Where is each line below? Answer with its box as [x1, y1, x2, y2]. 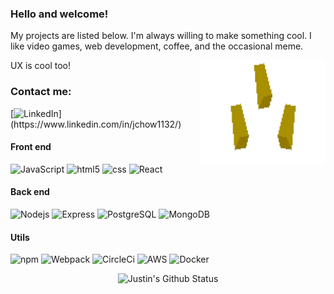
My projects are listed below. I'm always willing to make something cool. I [10, 30, 312, 42]
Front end [10, 141, 52, 153]
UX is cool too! [10, 60, 71, 72]
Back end [10, 186, 50, 198]
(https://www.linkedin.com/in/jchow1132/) [10, 118, 182, 130]
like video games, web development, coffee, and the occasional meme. [10, 40, 304, 52]
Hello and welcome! [10, 7, 109, 21]
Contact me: [10, 85, 72, 99]
